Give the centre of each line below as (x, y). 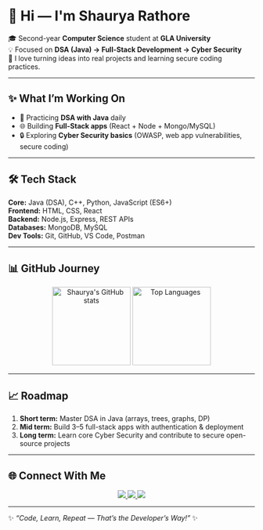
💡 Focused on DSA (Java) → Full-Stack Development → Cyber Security (125, 49)
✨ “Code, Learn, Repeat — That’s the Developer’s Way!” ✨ (103, 518)
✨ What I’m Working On (67, 98)
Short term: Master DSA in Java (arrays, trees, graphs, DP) (115, 419)
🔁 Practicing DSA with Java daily (73, 118)
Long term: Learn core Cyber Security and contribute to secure (122, 435)
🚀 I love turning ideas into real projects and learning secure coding (115, 58)
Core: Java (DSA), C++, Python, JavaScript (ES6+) (90, 202)
